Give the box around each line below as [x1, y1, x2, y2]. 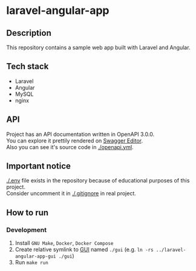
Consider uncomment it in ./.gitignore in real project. [6, 190, 136, 197]
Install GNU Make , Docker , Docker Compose [15, 239, 114, 247]
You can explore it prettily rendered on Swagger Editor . [6, 137, 143, 144]
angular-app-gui [15, 253, 56, 259]
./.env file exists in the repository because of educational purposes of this [6, 177, 190, 184]
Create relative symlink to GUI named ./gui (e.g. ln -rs [15, 246, 154, 253]
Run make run [15, 259, 48, 266]
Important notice [6, 161, 71, 172]
